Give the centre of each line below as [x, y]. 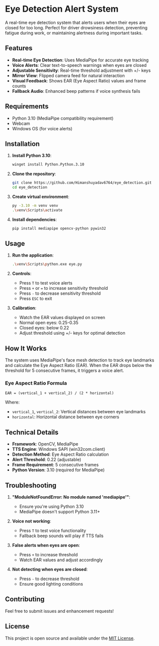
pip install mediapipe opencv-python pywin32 [59, 228]
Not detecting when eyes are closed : [50, 569]
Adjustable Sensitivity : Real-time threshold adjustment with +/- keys [81, 70]
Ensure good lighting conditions [51, 584]
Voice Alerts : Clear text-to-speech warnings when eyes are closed [79, 65]
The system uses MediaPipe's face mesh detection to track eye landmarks [80, 360]
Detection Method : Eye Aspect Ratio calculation [61, 454]
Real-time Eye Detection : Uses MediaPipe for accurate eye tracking [80, 60]
